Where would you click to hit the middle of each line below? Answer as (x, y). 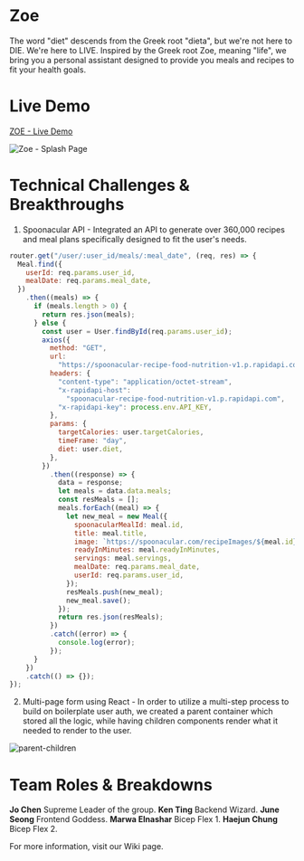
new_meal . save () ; (99, 601)
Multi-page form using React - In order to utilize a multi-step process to (156, 702)
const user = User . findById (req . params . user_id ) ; (137, 331)
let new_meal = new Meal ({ (117, 516)
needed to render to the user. (77, 731)
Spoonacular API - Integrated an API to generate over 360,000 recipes (153, 229)
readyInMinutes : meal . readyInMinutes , (147, 550)
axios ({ (56, 340)
